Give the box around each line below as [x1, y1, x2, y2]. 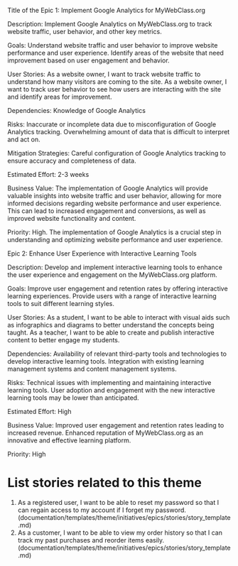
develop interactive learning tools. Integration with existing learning [7, 357, 205, 365]
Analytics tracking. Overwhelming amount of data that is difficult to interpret [7, 128, 230, 136]
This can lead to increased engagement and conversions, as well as [7, 207, 206, 215]
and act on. [7, 135, 40, 143]
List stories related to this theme [7, 475, 202, 491]
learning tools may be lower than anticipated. [7, 393, 140, 402]
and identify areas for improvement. [7, 92, 112, 101]
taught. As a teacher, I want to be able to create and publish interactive [7, 328, 215, 337]
